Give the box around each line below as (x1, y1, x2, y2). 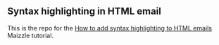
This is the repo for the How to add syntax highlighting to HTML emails (7, 24, 213, 32)
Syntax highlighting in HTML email (7, 6, 162, 17)
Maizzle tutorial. (7, 31, 54, 39)
